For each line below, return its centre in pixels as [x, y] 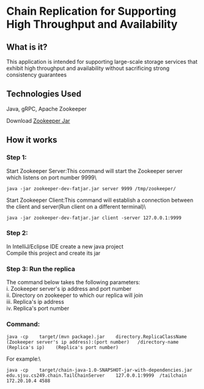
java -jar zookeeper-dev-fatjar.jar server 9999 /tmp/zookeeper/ [91, 188]
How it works [32, 140]
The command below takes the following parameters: [73, 282]
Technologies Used [44, 94]
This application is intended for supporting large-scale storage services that [102, 62]
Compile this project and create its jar [53, 253]
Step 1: [16, 158]
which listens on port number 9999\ [51, 177]
